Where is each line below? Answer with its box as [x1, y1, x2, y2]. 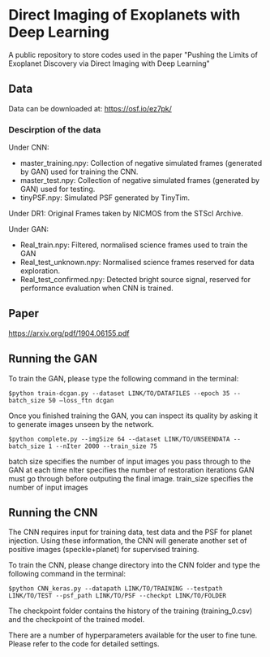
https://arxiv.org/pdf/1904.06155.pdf [8, 328, 130, 338]
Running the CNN [8, 506, 98, 520]
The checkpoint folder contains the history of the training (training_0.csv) [8, 606, 253, 616]
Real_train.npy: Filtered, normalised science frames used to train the [19, 240, 248, 250]
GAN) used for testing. [19, 185, 96, 194]
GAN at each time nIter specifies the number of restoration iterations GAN [8, 465, 255, 475]
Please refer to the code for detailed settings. [8, 639, 160, 649]
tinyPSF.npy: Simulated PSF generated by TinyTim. [19, 193, 191, 202]
